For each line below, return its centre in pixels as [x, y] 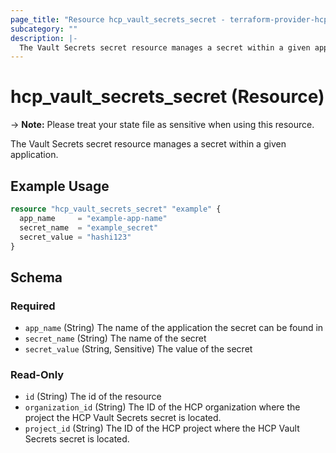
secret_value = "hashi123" [75, 237]
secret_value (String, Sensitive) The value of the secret [138, 349]
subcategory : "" [44, 29]
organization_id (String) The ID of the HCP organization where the [162, 407]
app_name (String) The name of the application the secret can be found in [174, 328]
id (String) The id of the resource [93, 397]
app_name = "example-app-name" [93, 218]
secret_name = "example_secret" [89, 227]
